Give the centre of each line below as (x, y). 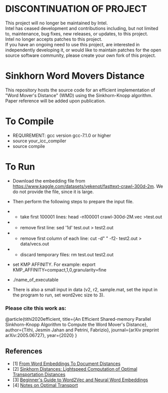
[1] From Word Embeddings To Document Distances (66, 364)
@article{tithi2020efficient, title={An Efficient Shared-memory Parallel (78, 319)
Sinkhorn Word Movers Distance (75, 76)
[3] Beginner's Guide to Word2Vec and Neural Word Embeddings (80, 380)
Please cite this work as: (36, 308)
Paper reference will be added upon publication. (55, 101)
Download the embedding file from (49, 180)
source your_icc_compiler (39, 141)
